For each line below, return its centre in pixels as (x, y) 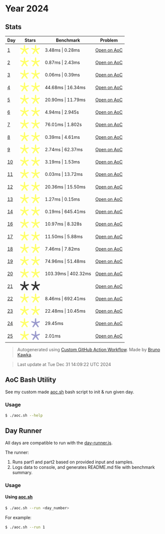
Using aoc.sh (19, 497)
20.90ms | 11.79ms (65, 100)
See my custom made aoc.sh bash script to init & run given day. (70, 392)
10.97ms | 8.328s (64, 224)
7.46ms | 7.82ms (63, 249)
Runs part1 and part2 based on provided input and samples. (73, 462)
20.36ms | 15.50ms (65, 187)
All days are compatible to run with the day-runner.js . (59, 443)
